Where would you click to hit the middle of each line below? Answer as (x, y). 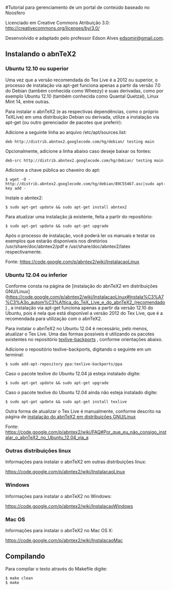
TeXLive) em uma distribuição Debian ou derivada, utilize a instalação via (82, 117)
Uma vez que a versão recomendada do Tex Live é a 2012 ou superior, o (81, 80)
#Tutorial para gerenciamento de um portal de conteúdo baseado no (78, 7)
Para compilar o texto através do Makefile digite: (56, 569)
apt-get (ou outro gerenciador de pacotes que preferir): (64, 122)
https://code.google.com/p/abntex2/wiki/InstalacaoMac (64, 540)
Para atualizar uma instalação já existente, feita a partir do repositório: (79, 216)
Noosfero (15, 13)
